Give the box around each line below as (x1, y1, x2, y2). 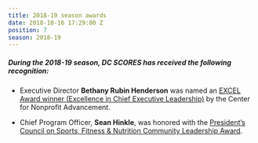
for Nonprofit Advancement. (19, 103, 111, 112)
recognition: (8, 66, 49, 75)
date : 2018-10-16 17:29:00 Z (8, 19, 104, 27)
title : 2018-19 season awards (8, 11, 107, 20)
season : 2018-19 (8, 33, 61, 42)
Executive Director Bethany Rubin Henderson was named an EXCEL (19, 86, 242, 95)
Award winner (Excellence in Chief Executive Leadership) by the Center (19, 94, 251, 104)
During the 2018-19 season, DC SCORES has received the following (8, 57, 232, 67)
